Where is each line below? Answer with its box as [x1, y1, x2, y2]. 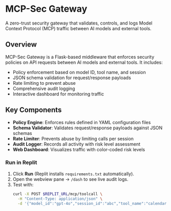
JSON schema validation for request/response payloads [12, 75, 132, 81]
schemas [12, 130, 32, 136]
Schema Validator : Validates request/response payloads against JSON [12, 125, 163, 131]
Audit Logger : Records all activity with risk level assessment [12, 141, 141, 147]
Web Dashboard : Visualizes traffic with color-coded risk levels [12, 146, 145, 152]
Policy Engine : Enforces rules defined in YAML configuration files [12, 119, 151, 125]
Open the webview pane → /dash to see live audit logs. [12, 176, 129, 182]
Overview [5, 40, 37, 49]
